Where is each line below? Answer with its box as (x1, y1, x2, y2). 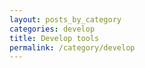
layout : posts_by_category (9, 14, 122, 25)
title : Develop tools (9, 33, 100, 43)
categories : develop (9, 24, 96, 34)
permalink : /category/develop (9, 42, 136, 53)
